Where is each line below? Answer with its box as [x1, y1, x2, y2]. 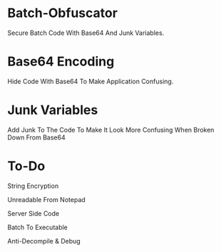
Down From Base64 [7, 133, 66, 142]
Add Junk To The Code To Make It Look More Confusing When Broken [7, 125, 215, 134]
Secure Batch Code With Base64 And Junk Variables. [7, 28, 165, 37]
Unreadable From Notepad [7, 195, 86, 204]
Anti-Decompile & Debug [7, 236, 81, 245]
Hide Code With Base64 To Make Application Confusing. [7, 77, 174, 85]
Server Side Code [7, 209, 59, 218]
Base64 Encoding [7, 53, 115, 70]
